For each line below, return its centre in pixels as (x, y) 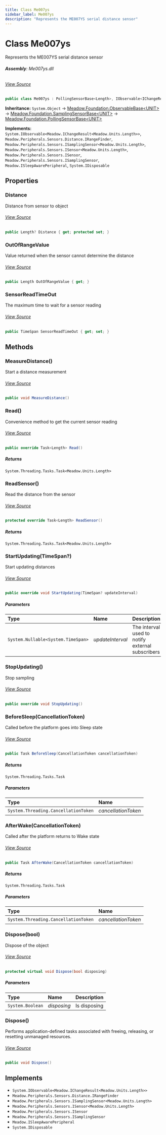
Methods (19, 347)
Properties (22, 181)
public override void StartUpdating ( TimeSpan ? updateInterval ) (72, 593)
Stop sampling (20, 678)
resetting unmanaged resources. (38, 1036)
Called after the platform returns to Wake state (52, 836)
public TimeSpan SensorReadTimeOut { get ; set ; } (57, 331)
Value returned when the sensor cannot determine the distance (70, 255)
